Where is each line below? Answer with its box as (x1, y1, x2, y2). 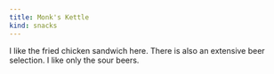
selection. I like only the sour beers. (9, 55, 140, 65)
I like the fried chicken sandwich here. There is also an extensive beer (9, 45, 265, 55)
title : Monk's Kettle (9, 12, 90, 22)
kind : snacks (9, 21, 58, 30)
